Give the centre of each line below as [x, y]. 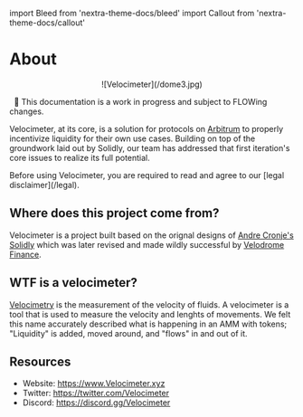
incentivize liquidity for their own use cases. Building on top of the [133, 138]
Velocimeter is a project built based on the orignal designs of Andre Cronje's [151, 235]
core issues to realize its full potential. [80, 157]
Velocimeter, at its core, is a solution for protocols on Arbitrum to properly [147, 128]
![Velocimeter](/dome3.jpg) [152, 84]
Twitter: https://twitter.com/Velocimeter [96, 393]
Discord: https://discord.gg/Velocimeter [96, 403]
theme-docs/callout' [47, 23]
